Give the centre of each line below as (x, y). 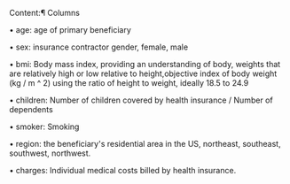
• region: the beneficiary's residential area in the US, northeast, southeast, (145, 144)
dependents (31, 109)
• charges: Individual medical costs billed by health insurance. (123, 170)
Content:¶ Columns (44, 13)
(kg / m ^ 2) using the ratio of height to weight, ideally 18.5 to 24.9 (129, 83)
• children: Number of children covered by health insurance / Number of (141, 100)
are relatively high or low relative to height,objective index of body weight (143, 73)
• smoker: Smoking (44, 126)
